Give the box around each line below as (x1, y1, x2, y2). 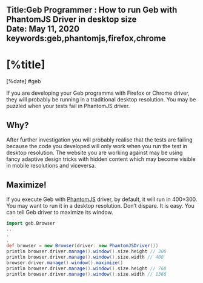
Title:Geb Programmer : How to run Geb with (6, 5, 178, 15)
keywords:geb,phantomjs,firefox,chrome (6, 33, 166, 44)
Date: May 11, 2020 (6, 24, 80, 34)
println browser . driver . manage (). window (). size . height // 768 (6, 265, 167, 271)
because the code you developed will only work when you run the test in (6, 143, 188, 150)
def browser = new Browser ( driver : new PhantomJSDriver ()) (6, 243, 159, 249)
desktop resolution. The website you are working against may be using (6, 149, 183, 157)
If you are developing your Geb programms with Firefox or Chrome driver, (6, 89, 190, 97)
